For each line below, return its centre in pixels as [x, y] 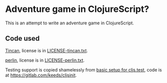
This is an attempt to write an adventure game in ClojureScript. [69, 23]
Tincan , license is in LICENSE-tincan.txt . [47, 50]
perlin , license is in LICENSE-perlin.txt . [45, 60]
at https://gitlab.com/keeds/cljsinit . [41, 75]
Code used [22, 39]
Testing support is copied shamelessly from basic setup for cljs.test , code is [83, 70]
